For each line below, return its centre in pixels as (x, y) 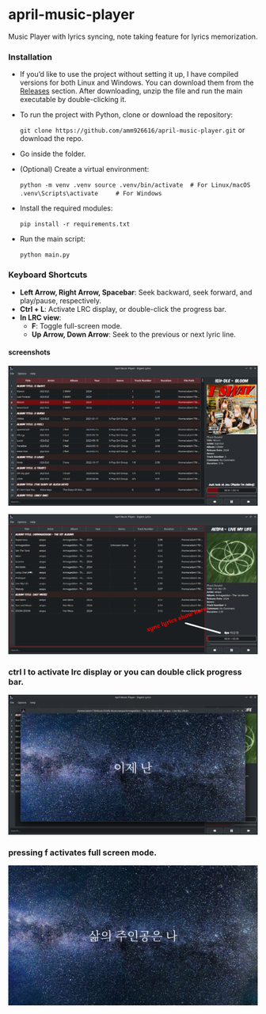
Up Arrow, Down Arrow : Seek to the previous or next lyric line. (133, 334)
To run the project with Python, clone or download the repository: (126, 115)
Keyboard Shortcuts (48, 275)
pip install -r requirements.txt (75, 224)
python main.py (45, 255)
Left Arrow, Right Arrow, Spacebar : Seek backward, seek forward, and (136, 292)
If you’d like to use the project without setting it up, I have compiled (129, 74)
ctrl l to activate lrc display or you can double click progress (125, 672)
